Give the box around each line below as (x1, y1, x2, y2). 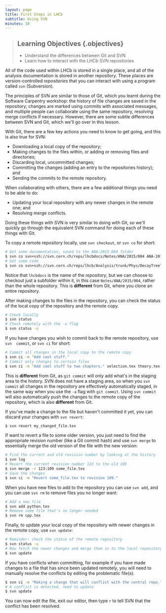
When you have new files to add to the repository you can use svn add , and (5, 484, 158, 490)
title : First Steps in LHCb (5, 12, 63, 17)
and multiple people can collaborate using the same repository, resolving (5, 108, 154, 114)
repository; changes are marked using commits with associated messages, (5, 103, 158, 109)
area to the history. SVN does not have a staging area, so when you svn (5, 378, 150, 384)
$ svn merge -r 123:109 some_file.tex (5, 466, 85, 471)
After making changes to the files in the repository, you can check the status (5, 298, 161, 304)
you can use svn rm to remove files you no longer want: (5, 490, 118, 496)
